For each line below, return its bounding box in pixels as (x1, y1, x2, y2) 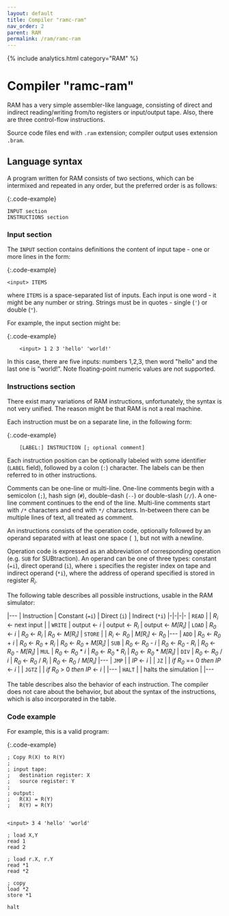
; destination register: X (7, 772, 90, 779)
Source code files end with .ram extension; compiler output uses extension (7, 129, 217, 137)
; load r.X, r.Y (7, 856, 53, 863)
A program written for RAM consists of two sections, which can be (7, 174, 195, 182)
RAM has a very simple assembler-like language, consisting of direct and (7, 101, 213, 110)
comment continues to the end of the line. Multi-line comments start (18, 499, 211, 507)
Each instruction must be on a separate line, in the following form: (7, 418, 192, 426)
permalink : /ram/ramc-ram (7, 36, 81, 42)
